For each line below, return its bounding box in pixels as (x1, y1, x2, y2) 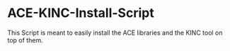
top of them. (7, 35, 44, 44)
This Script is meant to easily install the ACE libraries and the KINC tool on (7, 28, 223, 37)
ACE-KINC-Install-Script (7, 5, 154, 21)
